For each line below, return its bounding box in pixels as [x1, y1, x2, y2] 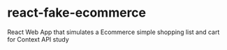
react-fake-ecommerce [7, 5, 147, 21]
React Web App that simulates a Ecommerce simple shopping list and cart [7, 28, 220, 36]
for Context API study [7, 35, 70, 43]
